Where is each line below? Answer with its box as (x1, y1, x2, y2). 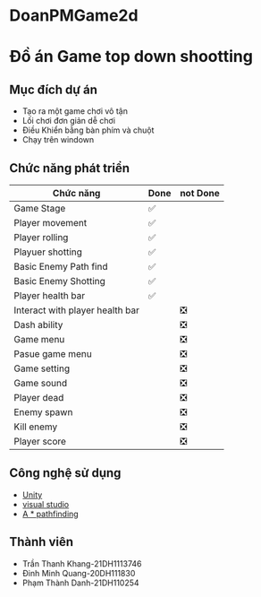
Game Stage (13, 203, 66, 214)
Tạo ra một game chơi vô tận (21, 106, 128, 117)
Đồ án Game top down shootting (9, 47, 253, 67)
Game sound (13, 377, 68, 389)
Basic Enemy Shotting (13, 275, 105, 287)
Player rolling (13, 231, 69, 243)
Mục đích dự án (9, 82, 98, 97)
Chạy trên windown (21, 134, 95, 145)
